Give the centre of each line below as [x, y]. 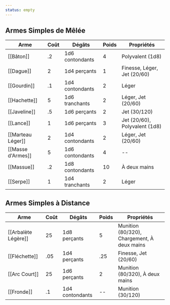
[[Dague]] [20, 71]
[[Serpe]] [19, 182]
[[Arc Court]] [23, 274]
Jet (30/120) [137, 112]
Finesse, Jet [132, 253]
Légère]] [18, 238]
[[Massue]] [21, 167]
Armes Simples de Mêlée [46, 31]
